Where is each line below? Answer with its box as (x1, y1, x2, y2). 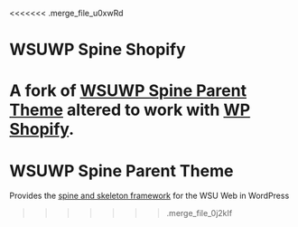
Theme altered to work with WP (9, 99, 251, 120)
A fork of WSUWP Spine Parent (9, 80, 247, 101)
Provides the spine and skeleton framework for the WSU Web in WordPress (9, 190, 290, 202)
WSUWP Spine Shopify (9, 40, 187, 60)
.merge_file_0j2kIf (166, 208, 233, 219)
